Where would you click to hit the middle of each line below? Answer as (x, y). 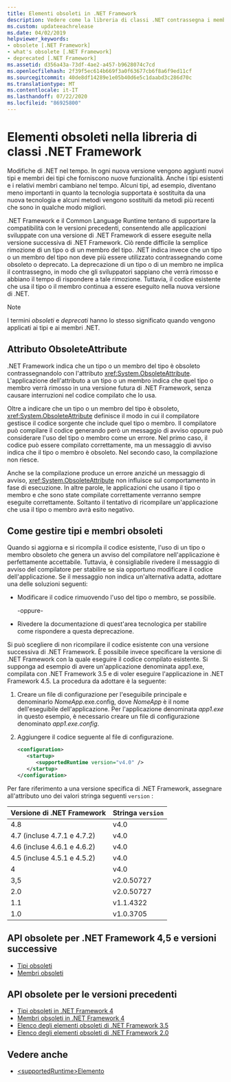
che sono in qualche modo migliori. (57, 207)
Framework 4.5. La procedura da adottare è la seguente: (87, 681)
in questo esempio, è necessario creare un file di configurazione (108, 717)
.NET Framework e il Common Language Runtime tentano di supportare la (112, 220)
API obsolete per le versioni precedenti (92, 995)
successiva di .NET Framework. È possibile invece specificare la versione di (114, 652)
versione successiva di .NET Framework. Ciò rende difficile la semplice (108, 242)
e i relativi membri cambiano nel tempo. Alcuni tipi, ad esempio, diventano (112, 185)
